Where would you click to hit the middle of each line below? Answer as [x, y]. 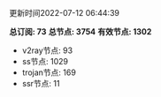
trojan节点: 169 [49, 72]
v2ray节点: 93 [47, 50]
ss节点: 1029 [45, 61]
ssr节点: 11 [41, 83]
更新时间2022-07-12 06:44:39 [64, 13]
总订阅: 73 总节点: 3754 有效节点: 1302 [80, 32]
